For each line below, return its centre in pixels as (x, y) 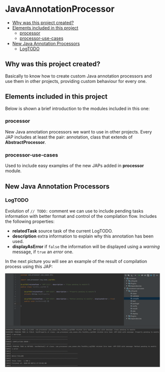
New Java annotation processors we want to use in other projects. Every (79, 132)
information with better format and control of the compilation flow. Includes (81, 216)
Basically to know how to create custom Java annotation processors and (79, 76)
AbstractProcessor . (26, 142)
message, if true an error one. (43, 252)
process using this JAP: (29, 266)
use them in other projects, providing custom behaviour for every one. (76, 81)
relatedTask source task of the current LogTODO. (62, 231)
